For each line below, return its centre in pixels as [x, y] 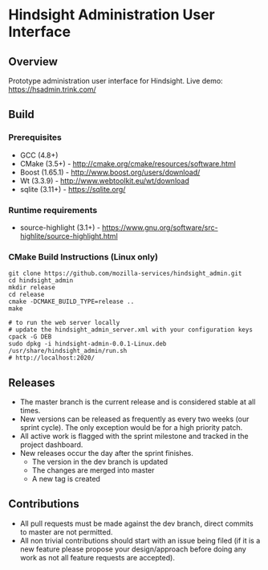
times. [30, 411]
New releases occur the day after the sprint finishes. [107, 453]
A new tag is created [66, 479]
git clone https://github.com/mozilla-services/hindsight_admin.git [125, 274]
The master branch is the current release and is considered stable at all [138, 402]
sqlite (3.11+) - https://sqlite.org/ [73, 189]
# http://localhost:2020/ [51, 358]
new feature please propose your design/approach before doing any [133, 549]
